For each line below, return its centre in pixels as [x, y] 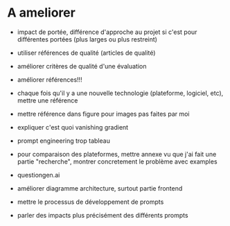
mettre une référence [47, 100]
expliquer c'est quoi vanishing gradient [73, 127]
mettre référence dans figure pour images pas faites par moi [103, 114]
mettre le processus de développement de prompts [90, 202]
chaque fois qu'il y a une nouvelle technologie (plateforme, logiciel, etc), [120, 93]
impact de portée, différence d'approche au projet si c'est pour [107, 32]
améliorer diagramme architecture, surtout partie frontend [100, 188]
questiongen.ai [38, 175]
